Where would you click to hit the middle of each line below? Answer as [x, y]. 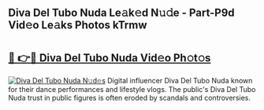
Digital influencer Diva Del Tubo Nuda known [180, 81]
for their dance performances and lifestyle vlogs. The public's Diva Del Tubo [132, 89]
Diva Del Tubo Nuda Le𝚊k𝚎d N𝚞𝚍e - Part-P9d [121, 13]
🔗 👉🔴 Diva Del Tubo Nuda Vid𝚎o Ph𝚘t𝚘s [110, 58]
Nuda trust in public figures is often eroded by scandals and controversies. [129, 98]
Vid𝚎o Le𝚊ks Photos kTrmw [78, 26]
